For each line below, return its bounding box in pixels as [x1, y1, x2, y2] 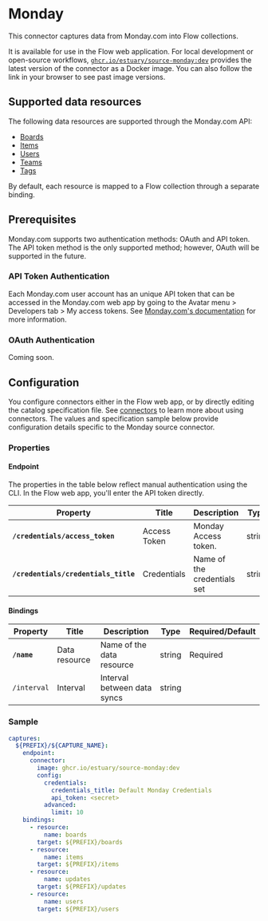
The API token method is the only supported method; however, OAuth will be [8, 243, 260, 252]
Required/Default [188, 626, 256, 637]
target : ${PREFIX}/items [37, 860, 120, 868]
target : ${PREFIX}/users [37, 905, 120, 913]
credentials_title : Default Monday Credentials [50, 786, 213, 794]
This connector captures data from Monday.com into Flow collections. [8, 31, 239, 41]
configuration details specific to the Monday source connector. [8, 422, 215, 432]
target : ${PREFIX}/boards [37, 838, 124, 846]
